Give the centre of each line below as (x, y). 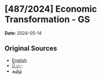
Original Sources (31, 48)
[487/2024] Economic (51, 9)
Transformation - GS (47, 19)
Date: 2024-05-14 (23, 33)
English (19, 60)
